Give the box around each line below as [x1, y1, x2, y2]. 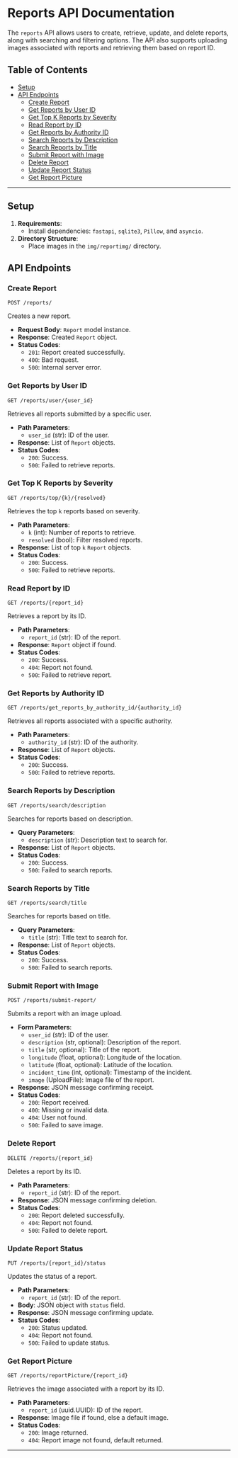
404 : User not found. [28, 1113, 87, 1122]
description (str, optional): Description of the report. [28, 1038, 181, 1047]
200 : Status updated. [28, 1323, 89, 1332]
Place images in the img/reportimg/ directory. [28, 241, 161, 250]
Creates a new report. [7, 312, 72, 320]
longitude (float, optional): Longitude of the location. [28, 1053, 182, 1061]
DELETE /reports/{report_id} [7, 1154, 93, 1162]
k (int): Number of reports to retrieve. [28, 528, 137, 536]
